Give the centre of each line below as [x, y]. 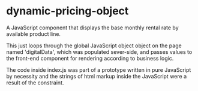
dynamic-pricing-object [67, 11]
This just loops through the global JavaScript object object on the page [94, 45]
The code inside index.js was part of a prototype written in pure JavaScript [99, 69]
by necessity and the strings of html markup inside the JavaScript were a [97, 76]
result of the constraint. [35, 83]
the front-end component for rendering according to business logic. [90, 58]
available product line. [34, 34]
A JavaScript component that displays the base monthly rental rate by [92, 28]
